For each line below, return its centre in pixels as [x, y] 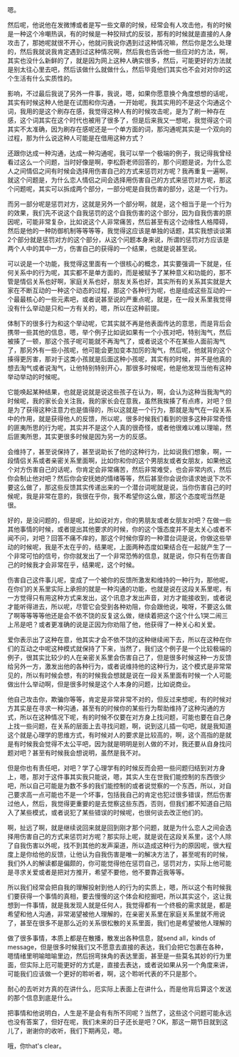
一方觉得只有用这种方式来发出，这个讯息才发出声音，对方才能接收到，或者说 [119, 598]
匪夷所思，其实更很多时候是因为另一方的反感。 [82, 437]
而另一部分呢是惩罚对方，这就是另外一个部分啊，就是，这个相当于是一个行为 [119, 204]
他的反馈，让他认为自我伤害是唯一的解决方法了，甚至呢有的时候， [135, 854]
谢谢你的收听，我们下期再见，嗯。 [76, 1031]
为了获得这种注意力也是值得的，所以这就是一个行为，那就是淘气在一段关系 [122, 410]
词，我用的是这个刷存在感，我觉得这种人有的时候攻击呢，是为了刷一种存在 [116, 111]
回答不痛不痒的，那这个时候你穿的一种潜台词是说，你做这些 [138, 538]
